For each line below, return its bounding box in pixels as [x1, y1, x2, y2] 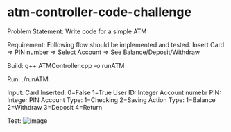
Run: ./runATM [7, 74, 49, 83]
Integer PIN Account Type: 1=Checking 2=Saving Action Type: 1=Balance [7, 95, 216, 104]
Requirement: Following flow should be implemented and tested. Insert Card [7, 40, 225, 49]
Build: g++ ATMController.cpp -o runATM [7, 61, 125, 69]
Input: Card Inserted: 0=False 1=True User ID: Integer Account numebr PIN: [7, 88, 222, 97]
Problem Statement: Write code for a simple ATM [7, 27, 147, 35]
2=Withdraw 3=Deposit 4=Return [7, 103, 103, 111]
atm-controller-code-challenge [7, 4, 192, 20]
